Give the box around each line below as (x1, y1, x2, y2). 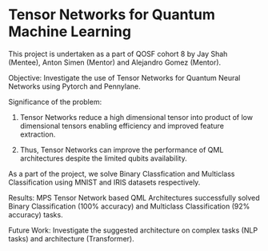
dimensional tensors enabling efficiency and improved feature (19, 121, 224, 130)
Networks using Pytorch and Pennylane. (8, 82, 142, 91)
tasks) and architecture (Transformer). (8, 233, 134, 243)
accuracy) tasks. (8, 209, 63, 219)
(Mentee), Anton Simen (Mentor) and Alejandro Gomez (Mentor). (8, 58, 222, 67)
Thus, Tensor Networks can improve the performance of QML (19, 145, 224, 154)
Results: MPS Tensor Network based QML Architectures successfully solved (8, 193, 260, 202)
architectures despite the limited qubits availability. (19, 153, 187, 163)
